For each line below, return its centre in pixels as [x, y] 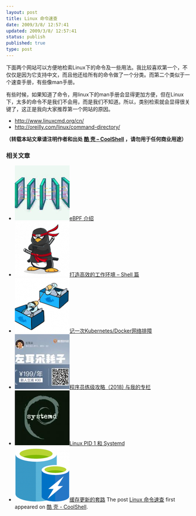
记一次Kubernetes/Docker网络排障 [111, 331]
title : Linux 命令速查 [32, 18]
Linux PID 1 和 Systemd [97, 444]
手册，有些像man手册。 [50, 82]
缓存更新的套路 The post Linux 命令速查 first [122, 500]
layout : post [22, 12]
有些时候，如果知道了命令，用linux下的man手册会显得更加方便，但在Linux [95, 94]
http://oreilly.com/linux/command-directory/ [67, 127]
